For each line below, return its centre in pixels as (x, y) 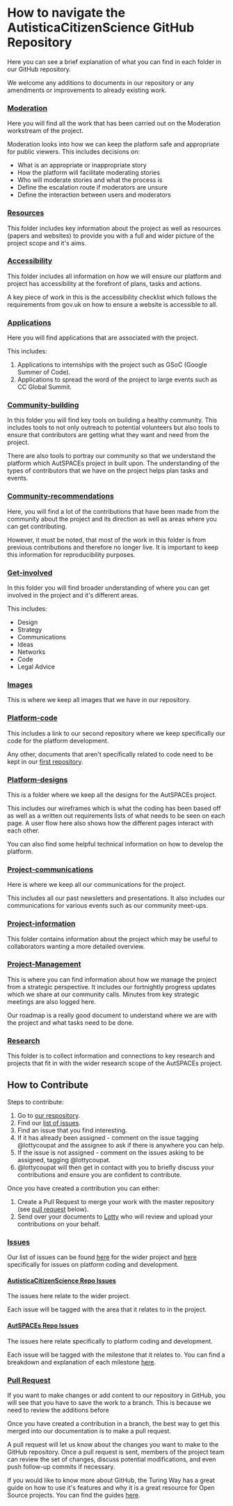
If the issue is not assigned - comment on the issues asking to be (111, 1153)
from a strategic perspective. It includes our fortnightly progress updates (112, 987)
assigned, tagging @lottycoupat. (64, 1159)
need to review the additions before (58, 1410)
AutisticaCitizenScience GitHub (101, 28)
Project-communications (50, 869)
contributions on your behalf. (59, 1224)
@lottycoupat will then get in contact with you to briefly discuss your (115, 1167)
